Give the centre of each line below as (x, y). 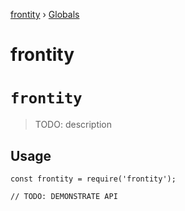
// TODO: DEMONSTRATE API (64, 196)
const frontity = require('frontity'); (93, 179)
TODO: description (73, 125)
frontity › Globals (45, 14)
